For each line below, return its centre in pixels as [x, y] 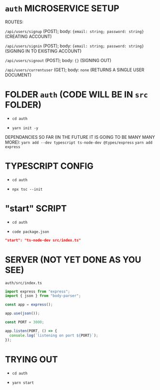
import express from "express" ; [37, 292]
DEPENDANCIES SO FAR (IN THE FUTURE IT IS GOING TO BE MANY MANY [80, 137]
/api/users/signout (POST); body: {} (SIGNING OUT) [58, 60]
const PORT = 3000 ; [25, 322]
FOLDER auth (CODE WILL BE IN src [77, 95]
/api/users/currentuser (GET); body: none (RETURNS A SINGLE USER [75, 70]
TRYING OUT [31, 359]
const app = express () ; [29, 305]
